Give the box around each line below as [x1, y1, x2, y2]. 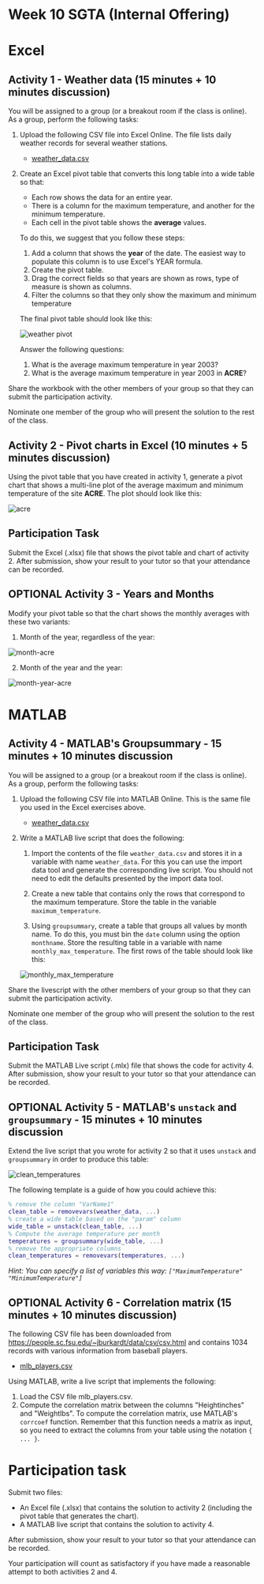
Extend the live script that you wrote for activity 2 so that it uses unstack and [8, 1147, 256, 1156]
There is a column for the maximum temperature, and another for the [31, 201, 255, 211]
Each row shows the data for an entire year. [31, 193, 173, 202]
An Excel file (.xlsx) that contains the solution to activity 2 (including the [19, 1503, 252, 1512]
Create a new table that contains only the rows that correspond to [31, 888, 246, 898]
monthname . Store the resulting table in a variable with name [31, 937, 222, 947]
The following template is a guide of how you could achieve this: [8, 1185, 217, 1195]
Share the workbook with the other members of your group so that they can [8, 384, 254, 393]
